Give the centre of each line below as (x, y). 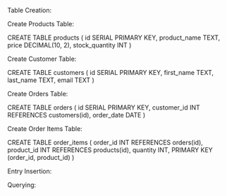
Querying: (22, 185)
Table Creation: (30, 10)
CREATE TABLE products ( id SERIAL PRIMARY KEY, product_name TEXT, (114, 38)
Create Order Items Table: (45, 129)
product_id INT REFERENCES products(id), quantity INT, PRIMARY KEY (110, 150)
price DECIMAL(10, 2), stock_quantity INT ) (69, 45)
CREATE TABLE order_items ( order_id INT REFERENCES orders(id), (105, 142)
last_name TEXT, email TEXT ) (51, 80)
